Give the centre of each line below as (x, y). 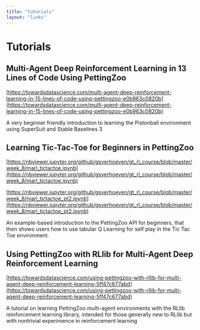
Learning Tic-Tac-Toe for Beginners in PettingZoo (100, 147)
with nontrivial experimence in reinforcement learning (72, 321)
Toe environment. (28, 235)
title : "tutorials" (30, 12)
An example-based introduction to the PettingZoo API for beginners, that (95, 223)
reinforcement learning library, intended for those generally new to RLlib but (99, 315)
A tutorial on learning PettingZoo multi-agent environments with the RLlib (96, 308)
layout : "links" (26, 17)
